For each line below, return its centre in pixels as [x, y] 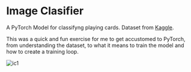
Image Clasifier [45, 11]
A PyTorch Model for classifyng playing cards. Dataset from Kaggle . [90, 27]
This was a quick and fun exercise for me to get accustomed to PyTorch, [96, 39]
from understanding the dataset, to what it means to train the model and [95, 45]
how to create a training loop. [43, 51]
